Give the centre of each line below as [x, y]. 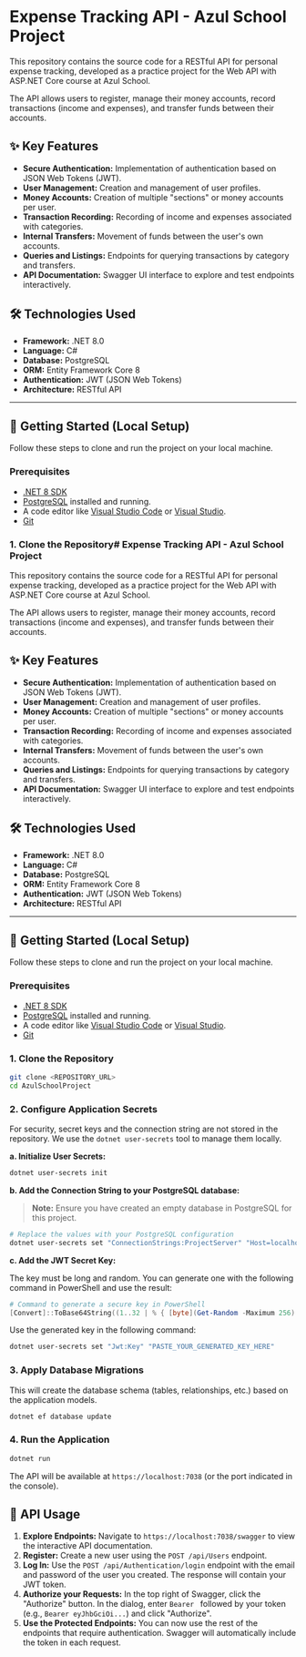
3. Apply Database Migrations [76, 1370]
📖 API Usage [45, 1514]
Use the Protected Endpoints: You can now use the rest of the [140, 1623]
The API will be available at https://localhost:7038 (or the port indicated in [151, 1476]
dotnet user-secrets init [58, 1173]
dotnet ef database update [61, 1417]
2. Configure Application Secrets [83, 1109]
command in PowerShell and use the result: [91, 1287]
